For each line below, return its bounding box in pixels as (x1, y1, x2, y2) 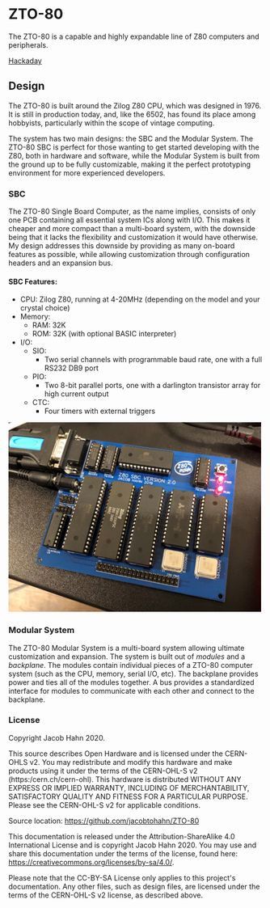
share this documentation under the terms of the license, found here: (8, 848, 238, 858)
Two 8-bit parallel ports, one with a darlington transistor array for (44, 381, 261, 391)
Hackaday (8, 56, 42, 65)
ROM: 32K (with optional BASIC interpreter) (32, 329, 177, 339)
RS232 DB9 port (44, 363, 99, 373)
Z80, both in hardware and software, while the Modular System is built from (8, 150, 260, 160)
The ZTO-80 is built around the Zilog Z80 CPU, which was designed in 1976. (8, 100, 262, 110)
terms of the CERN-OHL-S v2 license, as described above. (8, 890, 204, 900)
